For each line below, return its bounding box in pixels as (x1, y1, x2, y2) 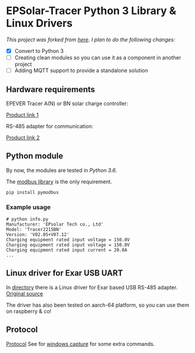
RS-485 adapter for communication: (6, 122, 93, 130)
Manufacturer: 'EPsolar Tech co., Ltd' (6, 221, 104, 227)
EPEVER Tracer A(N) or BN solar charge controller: (6, 100, 129, 107)
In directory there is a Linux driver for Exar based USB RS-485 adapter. (6, 284, 178, 291)
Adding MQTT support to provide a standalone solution (14, 67, 149, 74)
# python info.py (6, 216, 49, 223)
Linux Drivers (6, 16, 73, 30)
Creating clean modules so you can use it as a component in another (14, 54, 181, 61)
